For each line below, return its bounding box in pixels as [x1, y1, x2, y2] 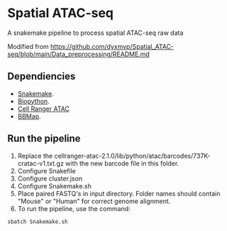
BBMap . [17, 112, 41, 120]
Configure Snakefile [17, 166, 77, 175]
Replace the [17, 151, 53, 160]
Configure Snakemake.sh [17, 181, 92, 190]
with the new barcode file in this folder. [65, 159, 179, 168]
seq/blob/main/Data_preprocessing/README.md [7, 50, 150, 58]
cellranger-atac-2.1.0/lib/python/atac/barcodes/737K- [54, 151, 211, 160]
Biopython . [17, 97, 50, 105]
